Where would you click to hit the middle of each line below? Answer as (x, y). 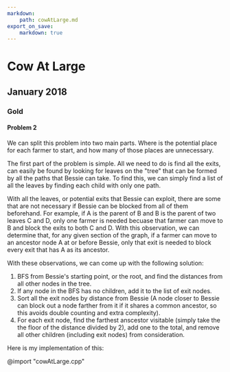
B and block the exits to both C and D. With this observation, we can (103, 228)
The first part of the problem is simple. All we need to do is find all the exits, (114, 163)
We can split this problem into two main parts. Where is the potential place (112, 143)
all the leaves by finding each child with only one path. (84, 185)
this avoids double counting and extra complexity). (89, 312)
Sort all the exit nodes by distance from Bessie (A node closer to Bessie (118, 298)
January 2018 (37, 92)
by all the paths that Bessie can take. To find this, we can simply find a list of (115, 178)
